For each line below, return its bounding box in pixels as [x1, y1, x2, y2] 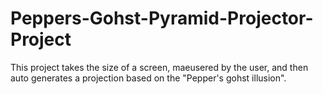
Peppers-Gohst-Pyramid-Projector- [10, 7, 314, 30]
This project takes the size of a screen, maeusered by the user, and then [10, 61, 309, 73]
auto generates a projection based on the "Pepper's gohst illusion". [10, 72, 287, 84]
